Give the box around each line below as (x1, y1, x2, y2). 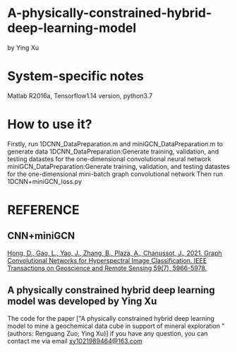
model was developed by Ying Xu (7, 295, 157, 307)
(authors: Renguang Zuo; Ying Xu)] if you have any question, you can (7, 329, 208, 337)
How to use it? (7, 117, 92, 132)
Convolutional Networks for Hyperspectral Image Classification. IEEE (7, 256, 207, 264)
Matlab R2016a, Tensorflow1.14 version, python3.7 (7, 91, 153, 100)
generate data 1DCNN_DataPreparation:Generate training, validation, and (7, 147, 219, 156)
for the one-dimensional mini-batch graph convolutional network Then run (7, 170, 224, 178)
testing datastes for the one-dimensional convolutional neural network (7, 154, 212, 163)
